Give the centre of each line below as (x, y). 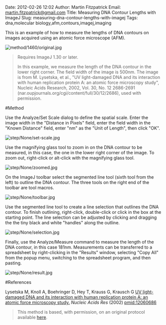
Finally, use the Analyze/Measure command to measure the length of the (80, 242)
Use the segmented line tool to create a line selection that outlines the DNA (82, 207)
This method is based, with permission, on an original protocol (81, 312)
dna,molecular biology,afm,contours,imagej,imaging (58, 23)
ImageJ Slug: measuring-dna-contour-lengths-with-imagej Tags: (72, 18)
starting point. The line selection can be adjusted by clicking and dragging (81, 217)
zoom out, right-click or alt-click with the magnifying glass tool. (70, 158)
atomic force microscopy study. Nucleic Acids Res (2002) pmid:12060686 (81, 302)
